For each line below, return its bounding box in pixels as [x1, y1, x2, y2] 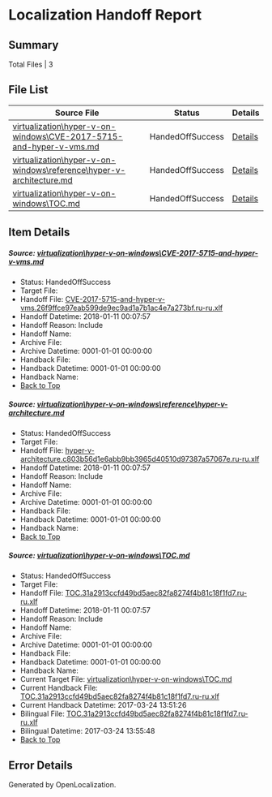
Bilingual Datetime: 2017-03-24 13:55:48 [19, 726, 155, 736]
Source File [54, 107, 100, 118]
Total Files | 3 [8, 59, 53, 69]
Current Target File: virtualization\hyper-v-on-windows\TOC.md [19, 674, 232, 684]
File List [8, 83, 49, 97]
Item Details [8, 226, 70, 239]
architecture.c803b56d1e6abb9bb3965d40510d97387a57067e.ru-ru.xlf [19, 455, 260, 464]
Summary [8, 38, 59, 52]
